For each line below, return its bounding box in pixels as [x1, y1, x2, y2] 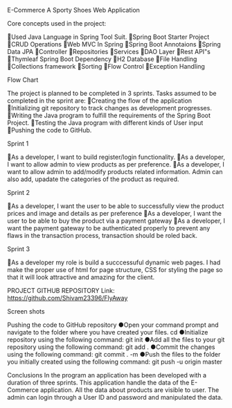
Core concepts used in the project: [7, 19, 106, 27]
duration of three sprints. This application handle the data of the [7, 378, 190, 386]
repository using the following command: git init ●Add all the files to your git [7, 336, 225, 343]
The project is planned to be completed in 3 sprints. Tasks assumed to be [7, 90, 217, 97]
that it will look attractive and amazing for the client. [7, 273, 155, 281]
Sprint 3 [7, 245, 30, 253]
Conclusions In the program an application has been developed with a [7, 371, 206, 379]
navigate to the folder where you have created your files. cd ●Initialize [7, 328, 208, 336]
